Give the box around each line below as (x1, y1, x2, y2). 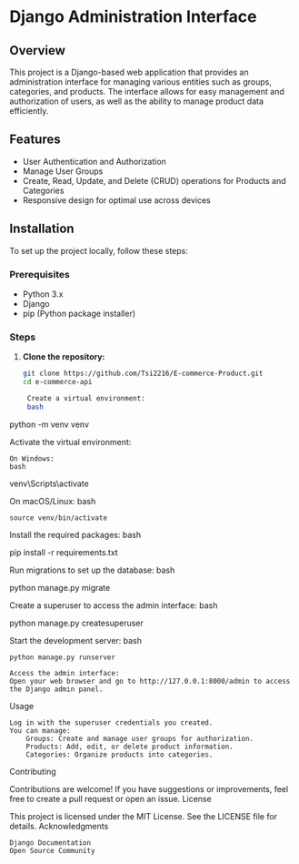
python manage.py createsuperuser (9, 617, 144, 628)
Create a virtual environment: (26, 393, 145, 402)
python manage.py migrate (9, 582, 111, 593)
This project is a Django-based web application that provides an (9, 66, 249, 77)
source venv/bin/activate (9, 513, 107, 523)
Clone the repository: (22, 351, 105, 362)
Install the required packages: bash (9, 529, 142, 540)
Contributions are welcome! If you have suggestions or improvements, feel (9, 783, 289, 794)
